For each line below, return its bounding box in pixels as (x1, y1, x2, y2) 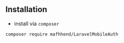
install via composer (13, 20, 60, 27)
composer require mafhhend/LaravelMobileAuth (5, 31, 118, 37)
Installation (5, 5, 47, 15)
